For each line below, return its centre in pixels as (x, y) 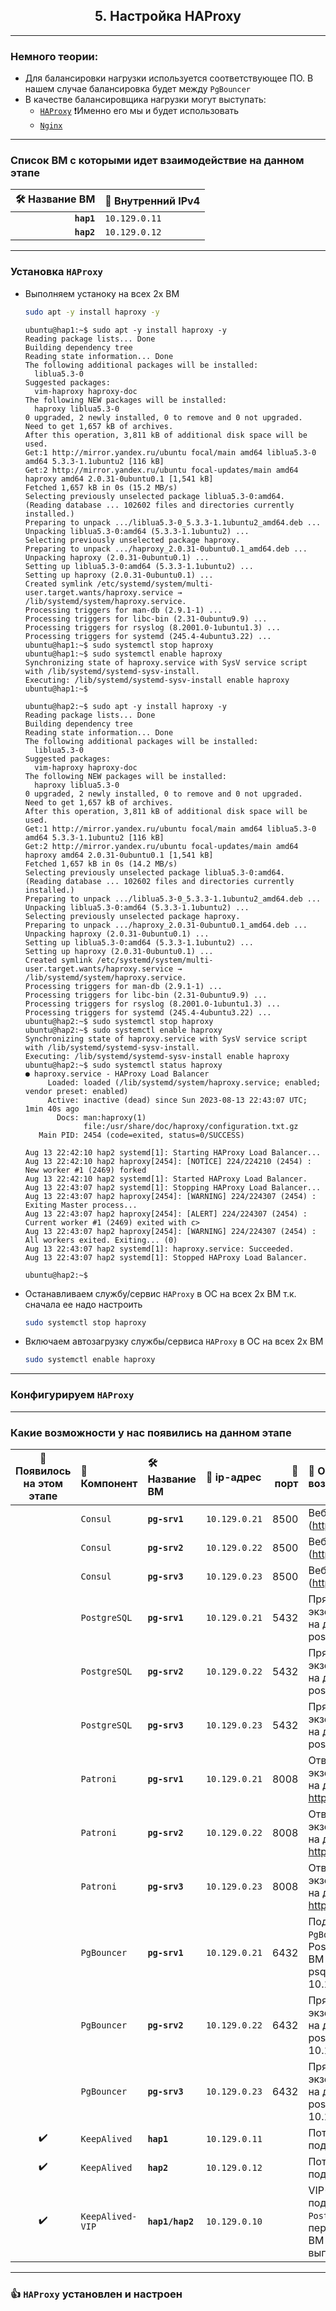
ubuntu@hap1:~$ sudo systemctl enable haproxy (123, 654)
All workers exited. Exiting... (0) (101, 1240)
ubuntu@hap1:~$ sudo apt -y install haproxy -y (125, 330)
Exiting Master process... (81, 1205)
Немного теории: (54, 56)
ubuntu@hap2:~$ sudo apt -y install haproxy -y (125, 706)
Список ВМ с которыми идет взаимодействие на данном (157, 161)
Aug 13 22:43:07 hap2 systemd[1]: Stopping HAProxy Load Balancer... (173, 1187)
